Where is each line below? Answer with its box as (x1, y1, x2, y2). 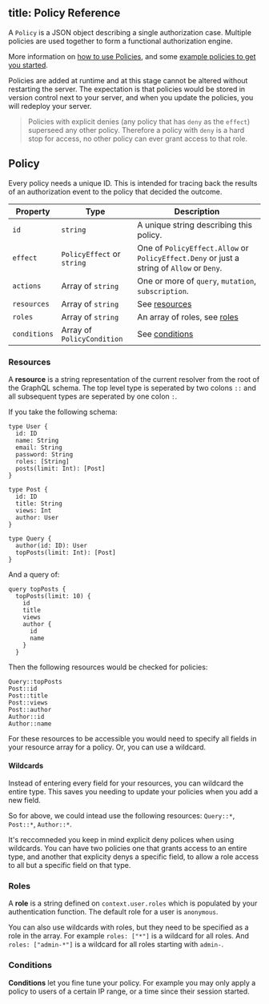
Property (15, 206, 50, 217)
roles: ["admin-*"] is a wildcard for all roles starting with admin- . (8, 940, 224, 950)
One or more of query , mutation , (137, 275, 256, 287)
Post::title (8, 692, 48, 700)
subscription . (137, 285, 190, 296)
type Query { (8, 534, 52, 543)
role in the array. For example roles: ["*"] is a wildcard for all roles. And (8, 931, 250, 941)
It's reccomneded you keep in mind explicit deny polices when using (8, 835, 235, 845)
